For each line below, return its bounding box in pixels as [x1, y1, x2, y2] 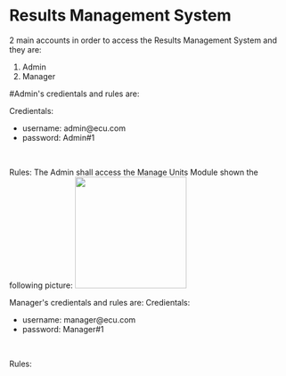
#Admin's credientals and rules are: [9, 88, 140, 99]
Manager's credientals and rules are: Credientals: [9, 297, 191, 307]
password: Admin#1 [21, 132, 95, 143]
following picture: [9, 280, 73, 290]
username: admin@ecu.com [21, 122, 127, 134]
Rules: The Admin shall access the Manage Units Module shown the [9, 167, 258, 177]
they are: [9, 44, 42, 54]
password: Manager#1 [21, 323, 104, 334]
